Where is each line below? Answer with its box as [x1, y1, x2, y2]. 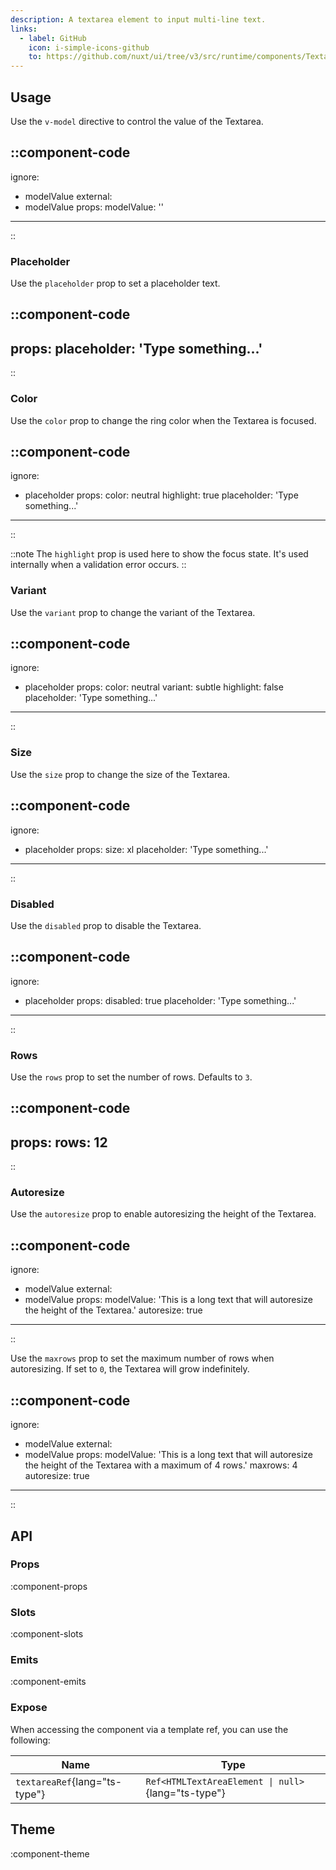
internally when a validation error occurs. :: [10, 559, 187, 571]
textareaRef [15, 1776, 73, 1788]
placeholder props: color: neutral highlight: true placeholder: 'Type [24, 489, 299, 501]
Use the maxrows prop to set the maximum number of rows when [10, 1352, 275, 1365]
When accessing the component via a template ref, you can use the [10, 1723, 289, 1735]
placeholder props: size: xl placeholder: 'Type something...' [24, 843, 269, 855]
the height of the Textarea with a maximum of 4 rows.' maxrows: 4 [24, 1459, 298, 1471]
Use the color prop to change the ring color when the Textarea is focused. [10, 414, 317, 426]
